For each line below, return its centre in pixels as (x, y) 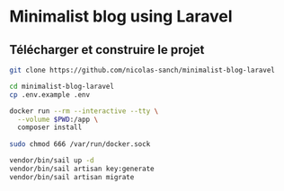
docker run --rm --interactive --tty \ (84, 111)
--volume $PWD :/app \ (58, 119)
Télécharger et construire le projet (107, 50)
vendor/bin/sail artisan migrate (72, 177)
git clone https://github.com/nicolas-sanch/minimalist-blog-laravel (142, 70)
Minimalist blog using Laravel (121, 17)
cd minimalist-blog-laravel (62, 86)
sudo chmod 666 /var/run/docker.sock (80, 144)
